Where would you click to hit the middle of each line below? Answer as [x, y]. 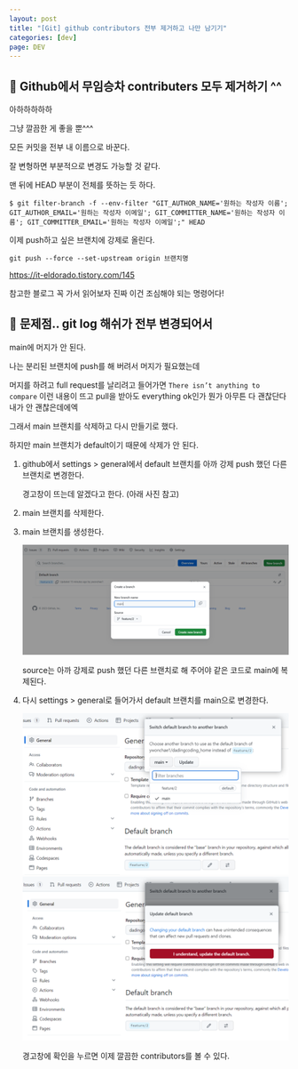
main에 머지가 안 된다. [47, 347]
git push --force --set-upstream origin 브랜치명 [99, 259]
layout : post [33, 19]
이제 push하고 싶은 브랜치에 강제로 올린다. [82, 240]
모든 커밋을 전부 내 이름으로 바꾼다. [70, 148]
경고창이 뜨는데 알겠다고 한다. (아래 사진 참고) [101, 494]
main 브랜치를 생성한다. [63, 531]
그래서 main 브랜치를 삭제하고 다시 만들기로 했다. [94, 426]
